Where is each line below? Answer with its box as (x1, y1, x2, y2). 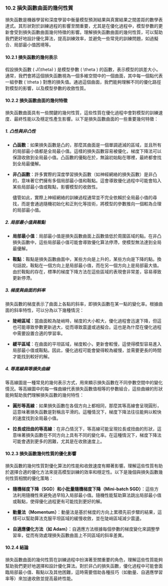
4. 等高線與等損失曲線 (5, 366, 50, 372)
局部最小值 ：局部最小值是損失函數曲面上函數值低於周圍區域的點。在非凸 (12, 233, 161, 239)
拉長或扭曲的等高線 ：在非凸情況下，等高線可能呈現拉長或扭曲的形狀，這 (12, 426, 161, 432)
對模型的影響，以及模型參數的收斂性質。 (5, 85, 88, 91)
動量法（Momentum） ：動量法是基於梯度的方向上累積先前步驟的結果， (12, 509, 157, 515)
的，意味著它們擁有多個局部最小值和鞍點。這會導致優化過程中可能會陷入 (12, 177, 161, 183)
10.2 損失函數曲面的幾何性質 (5, 4, 73, 11)
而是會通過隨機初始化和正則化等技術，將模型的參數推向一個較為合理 (21, 200, 161, 206)
